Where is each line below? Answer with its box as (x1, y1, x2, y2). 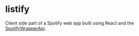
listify (5, 3, 30, 15)
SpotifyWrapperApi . (5, 25, 46, 31)
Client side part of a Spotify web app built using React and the (5, 20, 134, 26)
